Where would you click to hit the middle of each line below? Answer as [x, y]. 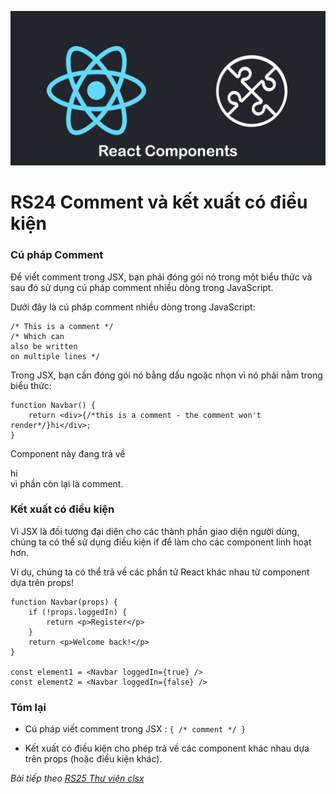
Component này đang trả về [68, 453]
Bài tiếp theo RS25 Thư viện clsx [77, 778]
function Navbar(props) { [64, 602]
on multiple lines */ [55, 356]
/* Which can [37, 336]
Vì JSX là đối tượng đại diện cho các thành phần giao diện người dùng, [155, 531]
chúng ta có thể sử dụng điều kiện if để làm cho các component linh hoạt [161, 542]
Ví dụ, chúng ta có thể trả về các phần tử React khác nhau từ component [160, 572]
